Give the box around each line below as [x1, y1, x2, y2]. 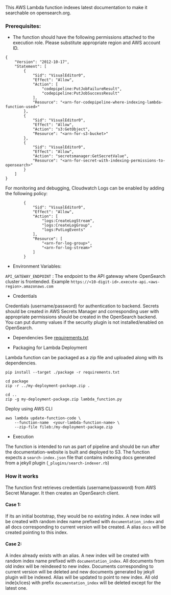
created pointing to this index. [5, 529, 68, 535]
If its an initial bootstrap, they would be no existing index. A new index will [5, 512, 160, 519]
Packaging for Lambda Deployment [12, 344, 87, 351]
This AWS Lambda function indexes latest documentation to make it [5, 5, 148, 10]
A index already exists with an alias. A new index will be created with [5, 552, 150, 558]
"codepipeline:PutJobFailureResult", [41, 87, 123, 92]
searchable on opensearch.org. [5, 10, 71, 16]
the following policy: [5, 191, 48, 197]
